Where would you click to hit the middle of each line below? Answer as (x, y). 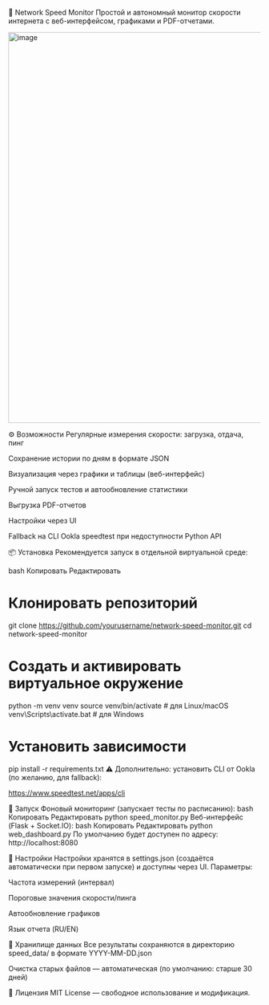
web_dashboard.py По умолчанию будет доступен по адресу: (113, 834)
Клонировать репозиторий (103, 603)
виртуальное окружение (96, 684)
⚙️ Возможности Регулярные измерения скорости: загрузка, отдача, (126, 434)
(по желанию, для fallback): (55, 777)
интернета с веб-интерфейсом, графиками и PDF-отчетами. (111, 21)
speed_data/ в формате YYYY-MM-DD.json (80, 953)
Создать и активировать (95, 667)
